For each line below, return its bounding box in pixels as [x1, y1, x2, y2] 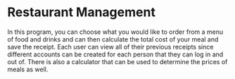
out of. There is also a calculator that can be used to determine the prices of [7, 57, 228, 66]
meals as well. [7, 65, 49, 73]
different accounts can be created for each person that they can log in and [7, 50, 224, 59]
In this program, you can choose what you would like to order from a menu [7, 28, 224, 36]
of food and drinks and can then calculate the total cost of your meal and [7, 35, 219, 43]
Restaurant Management [7, 4, 156, 20]
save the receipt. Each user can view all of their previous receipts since [7, 42, 214, 51]
